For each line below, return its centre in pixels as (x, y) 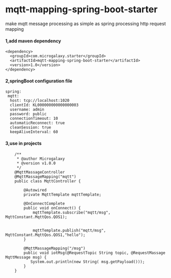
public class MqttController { (48, 181)
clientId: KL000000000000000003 (44, 105)
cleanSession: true (31, 127)
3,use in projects (23, 143)
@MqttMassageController (40, 172)
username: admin (27, 110)
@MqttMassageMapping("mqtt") (45, 177)
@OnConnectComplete (44, 203)
